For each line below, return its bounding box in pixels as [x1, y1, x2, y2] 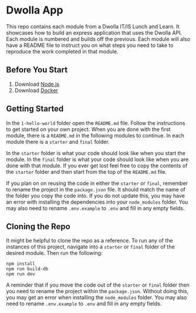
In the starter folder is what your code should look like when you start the [6, 149, 186, 156]
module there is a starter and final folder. [6, 138, 110, 145]
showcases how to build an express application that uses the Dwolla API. [6, 29, 183, 36]
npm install [6, 261, 35, 267]
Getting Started [6, 104, 64, 114]
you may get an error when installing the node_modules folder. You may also [6, 294, 187, 301]
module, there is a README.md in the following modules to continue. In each [6, 132, 185, 139]
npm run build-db [6, 266, 49, 272]
